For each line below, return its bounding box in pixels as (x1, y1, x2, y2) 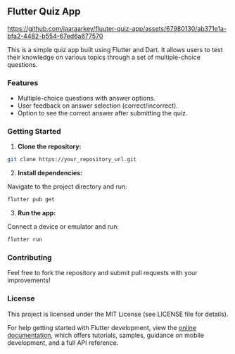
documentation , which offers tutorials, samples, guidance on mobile (7, 331, 204, 339)
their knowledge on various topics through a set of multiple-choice (7, 53, 201, 61)
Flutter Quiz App (7, 6, 81, 18)
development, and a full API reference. (7, 338, 119, 347)
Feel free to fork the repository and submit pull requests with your (7, 269, 198, 277)
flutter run (7, 236, 42, 244)
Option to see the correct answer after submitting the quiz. (17, 109, 188, 118)
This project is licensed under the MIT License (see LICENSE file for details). (7, 310, 229, 318)
